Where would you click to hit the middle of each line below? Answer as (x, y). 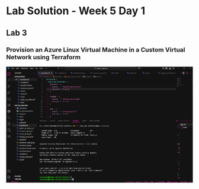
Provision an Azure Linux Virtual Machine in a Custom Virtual (96, 50)
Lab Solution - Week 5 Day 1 (76, 11)
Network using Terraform (44, 57)
